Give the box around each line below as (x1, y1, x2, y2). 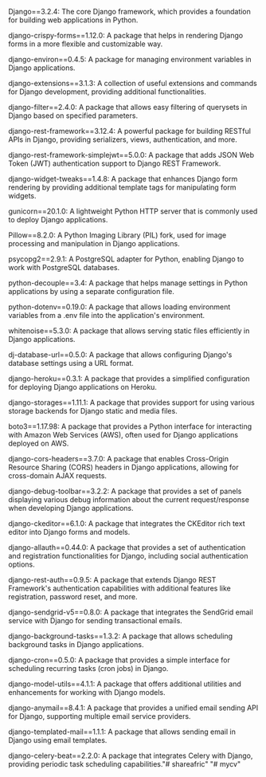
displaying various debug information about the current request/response (8, 495, 249, 504)
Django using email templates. (8, 736, 108, 744)
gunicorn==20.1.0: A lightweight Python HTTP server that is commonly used (8, 206, 258, 216)
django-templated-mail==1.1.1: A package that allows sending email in (8, 727, 237, 736)
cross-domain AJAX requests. (8, 471, 108, 481)
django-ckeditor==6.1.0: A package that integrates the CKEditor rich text (8, 519, 245, 528)
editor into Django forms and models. (8, 528, 131, 536)
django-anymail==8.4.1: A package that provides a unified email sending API (8, 703, 259, 712)
